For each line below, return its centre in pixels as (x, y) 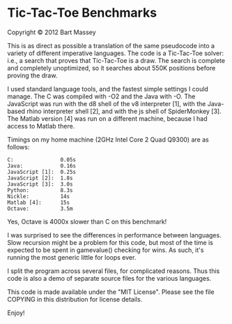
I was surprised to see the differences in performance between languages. (114, 235)
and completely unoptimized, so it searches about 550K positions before (111, 68)
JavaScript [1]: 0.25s (42, 172)
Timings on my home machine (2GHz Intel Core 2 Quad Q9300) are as (108, 139)
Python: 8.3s (40, 190)
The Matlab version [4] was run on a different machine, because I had (107, 118)
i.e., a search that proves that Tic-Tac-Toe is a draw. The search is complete (116, 60)
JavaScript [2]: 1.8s (40, 178)
